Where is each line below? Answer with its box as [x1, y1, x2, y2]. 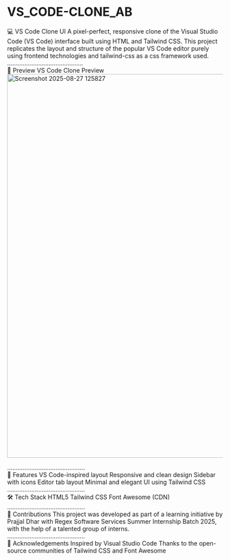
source [7, 546, 27, 555]
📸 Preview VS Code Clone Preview [7, 66, 105, 74]
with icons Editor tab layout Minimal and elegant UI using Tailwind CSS [7, 478, 206, 486]
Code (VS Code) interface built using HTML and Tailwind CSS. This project [7, 37, 218, 45]
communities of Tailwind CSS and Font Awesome [28, 546, 166, 555]
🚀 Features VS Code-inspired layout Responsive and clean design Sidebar [7, 470, 216, 478]
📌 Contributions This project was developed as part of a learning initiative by [7, 510, 223, 518]
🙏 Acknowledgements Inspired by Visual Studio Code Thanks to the [7, 539, 198, 547]
